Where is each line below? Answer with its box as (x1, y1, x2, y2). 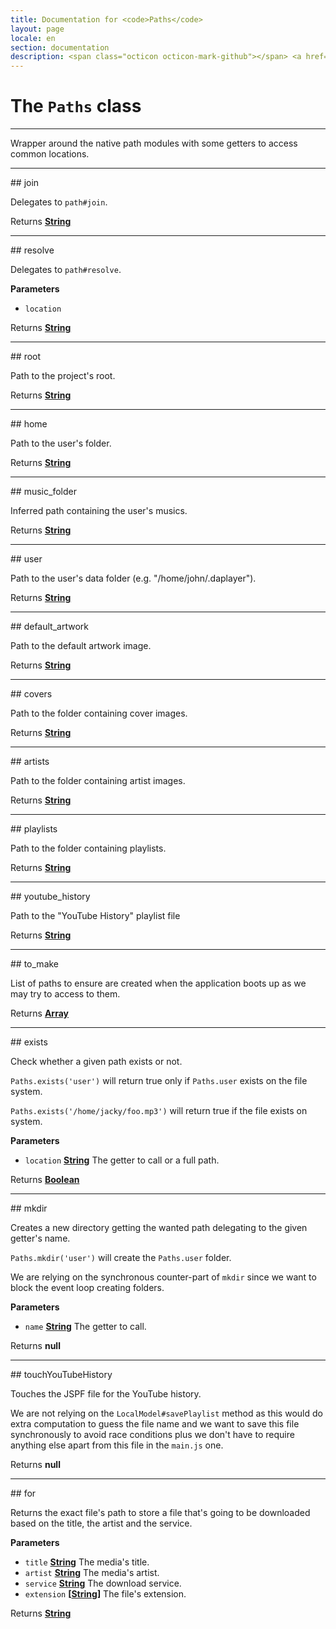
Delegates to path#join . (10, 196, 108, 208)
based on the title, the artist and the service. (10, 1517, 193, 1530)
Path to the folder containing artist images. (10, 775, 186, 787)
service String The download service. (24, 1577, 182, 1590)
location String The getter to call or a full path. (24, 1154, 220, 1166)
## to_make (10, 958, 60, 970)
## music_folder (10, 486, 77, 498)
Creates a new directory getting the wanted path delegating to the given (10, 1222, 308, 1234)
